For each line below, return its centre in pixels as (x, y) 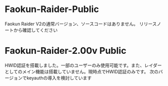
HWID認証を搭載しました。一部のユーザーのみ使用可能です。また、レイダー (83, 65)
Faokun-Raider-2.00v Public (66, 51)
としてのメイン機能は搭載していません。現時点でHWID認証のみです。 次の (82, 71)
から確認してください (36, 30)
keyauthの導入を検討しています (59, 78)
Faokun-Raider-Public (52, 9)
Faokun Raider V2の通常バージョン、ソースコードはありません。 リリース (81, 24)
